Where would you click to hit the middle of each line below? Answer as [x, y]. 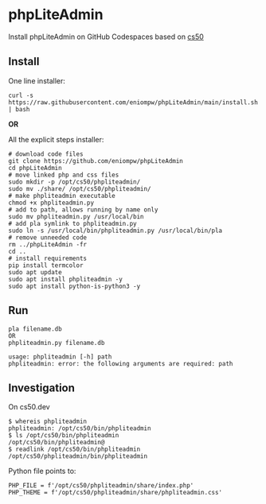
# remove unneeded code [48, 237]
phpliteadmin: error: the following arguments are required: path [121, 363]
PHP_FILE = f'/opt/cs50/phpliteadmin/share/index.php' [101, 486]
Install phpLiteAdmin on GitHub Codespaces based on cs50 [106, 37]
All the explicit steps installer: [56, 139]
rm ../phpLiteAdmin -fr [48, 244]
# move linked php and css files [64, 175]
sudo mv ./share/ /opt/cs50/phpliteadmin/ [80, 188]
